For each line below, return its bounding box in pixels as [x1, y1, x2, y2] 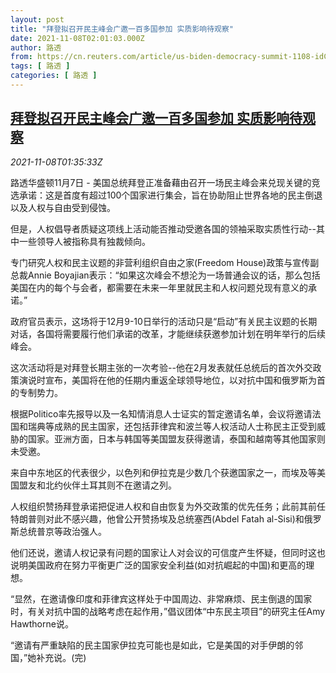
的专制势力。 [10, 386, 63, 398]
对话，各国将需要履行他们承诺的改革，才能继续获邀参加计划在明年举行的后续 [10, 327, 326, 340]
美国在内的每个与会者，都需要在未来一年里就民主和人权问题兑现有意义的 [10, 281, 308, 293]
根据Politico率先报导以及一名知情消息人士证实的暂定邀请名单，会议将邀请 [10, 407, 313, 420]
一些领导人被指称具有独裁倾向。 [18, 235, 151, 247]
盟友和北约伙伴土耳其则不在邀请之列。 [18, 479, 177, 491]
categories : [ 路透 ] [10, 71, 98, 81]
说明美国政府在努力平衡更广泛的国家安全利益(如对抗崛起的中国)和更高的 [10, 559, 307, 571]
